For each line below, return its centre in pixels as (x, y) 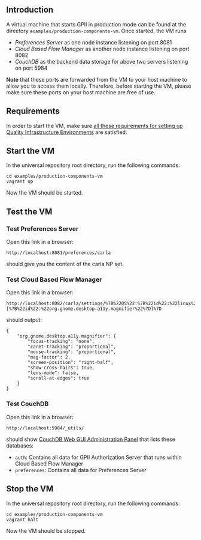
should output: (24, 320)
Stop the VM (30, 489)
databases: (20, 445)
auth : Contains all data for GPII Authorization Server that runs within (98, 457)
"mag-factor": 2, (49, 357)
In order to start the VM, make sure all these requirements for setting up (95, 126)
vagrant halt (22, 520)
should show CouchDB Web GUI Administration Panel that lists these (91, 439)
